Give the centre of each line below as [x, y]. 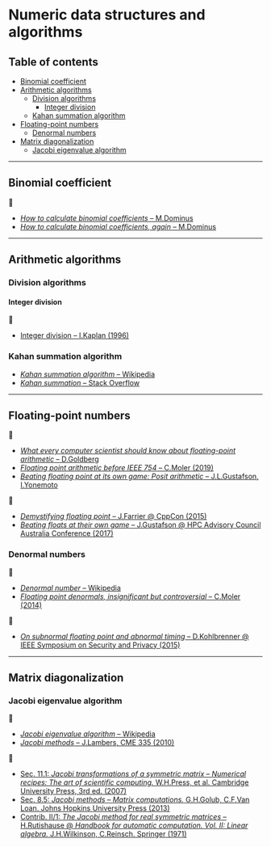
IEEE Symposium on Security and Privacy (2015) [100, 645]
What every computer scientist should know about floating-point [128, 451]
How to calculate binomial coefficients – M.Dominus [106, 218]
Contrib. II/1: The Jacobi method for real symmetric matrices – [123, 817]
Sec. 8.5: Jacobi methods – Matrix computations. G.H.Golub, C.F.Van [135, 800]
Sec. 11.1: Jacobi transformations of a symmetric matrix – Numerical [133, 774]
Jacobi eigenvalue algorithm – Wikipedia [88, 734]
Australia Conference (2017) [67, 533]
